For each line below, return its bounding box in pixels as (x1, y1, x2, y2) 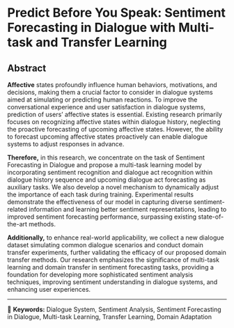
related (7, 205, 28, 213)
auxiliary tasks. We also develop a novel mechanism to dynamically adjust (7, 183, 219, 191)
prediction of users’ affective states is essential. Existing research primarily (7, 110, 223, 118)
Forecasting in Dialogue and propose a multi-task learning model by (7, 161, 202, 169)
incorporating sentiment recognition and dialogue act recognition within (7, 169, 213, 176)
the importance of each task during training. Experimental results (7, 190, 194, 198)
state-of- (198, 212, 224, 221)
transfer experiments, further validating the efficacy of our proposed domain (7, 249, 226, 256)
